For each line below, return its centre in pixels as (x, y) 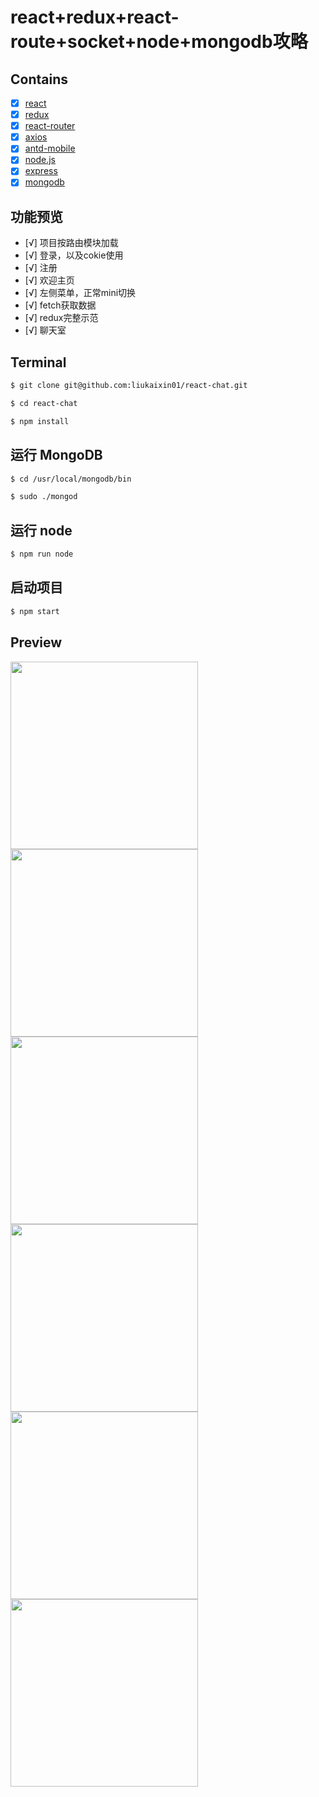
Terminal (38, 362)
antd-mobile (50, 148)
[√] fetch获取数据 (60, 305)
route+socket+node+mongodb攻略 (159, 42)
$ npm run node (42, 554)
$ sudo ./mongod (44, 497)
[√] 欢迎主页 (49, 280)
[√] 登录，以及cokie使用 (74, 255)
